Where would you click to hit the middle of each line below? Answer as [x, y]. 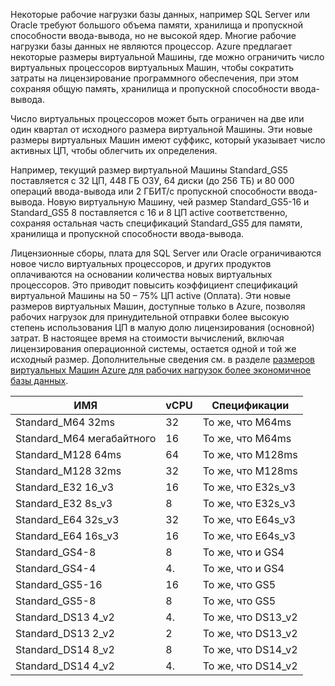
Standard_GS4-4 [56, 568]
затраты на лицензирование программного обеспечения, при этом [155, 78]
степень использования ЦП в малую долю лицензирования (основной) [162, 327]
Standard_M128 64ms [68, 454]
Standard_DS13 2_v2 [65, 633]
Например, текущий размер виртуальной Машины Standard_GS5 [149, 170]
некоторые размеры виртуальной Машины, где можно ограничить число [167, 57]
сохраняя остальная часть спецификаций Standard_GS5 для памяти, [156, 223]
